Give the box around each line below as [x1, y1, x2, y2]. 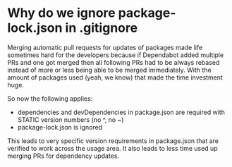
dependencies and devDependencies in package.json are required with [17, 108, 226, 116]
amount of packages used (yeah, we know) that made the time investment [7, 73, 224, 82]
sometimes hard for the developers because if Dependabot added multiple [7, 51, 224, 59]
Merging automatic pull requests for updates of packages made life [7, 43, 203, 51]
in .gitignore [65, 20, 138, 36]
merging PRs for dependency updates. [7, 151, 120, 160]
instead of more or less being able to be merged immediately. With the [7, 66, 212, 74]
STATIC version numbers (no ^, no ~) [17, 115, 124, 124]
